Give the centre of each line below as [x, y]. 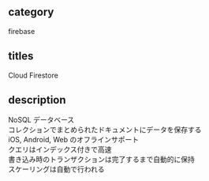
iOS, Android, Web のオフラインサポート [74, 140]
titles [21, 57]
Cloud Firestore [34, 75]
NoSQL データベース [41, 120]
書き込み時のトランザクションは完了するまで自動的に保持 [101, 160]
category [31, 12]
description [37, 100]
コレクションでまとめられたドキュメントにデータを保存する [105, 130]
